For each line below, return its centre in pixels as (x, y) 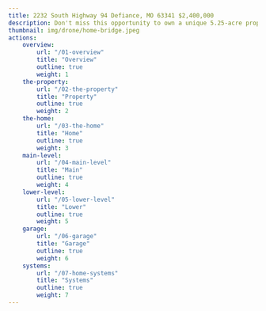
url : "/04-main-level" (74, 163)
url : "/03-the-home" (70, 126)
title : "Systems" (65, 281)
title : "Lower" (62, 207)
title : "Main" (60, 170)
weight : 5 (53, 222)
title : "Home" (60, 133)
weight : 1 (53, 74)
